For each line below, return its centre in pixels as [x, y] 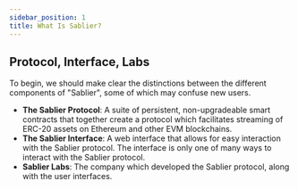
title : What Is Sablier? [55, 26]
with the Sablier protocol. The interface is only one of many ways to [147, 148]
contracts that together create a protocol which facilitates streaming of [153, 119]
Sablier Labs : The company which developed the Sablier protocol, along [156, 167]
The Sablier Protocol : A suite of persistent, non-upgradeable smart [146, 110]
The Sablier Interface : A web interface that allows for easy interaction [152, 138]
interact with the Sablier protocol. [84, 158]
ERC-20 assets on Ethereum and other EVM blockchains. [127, 129]
